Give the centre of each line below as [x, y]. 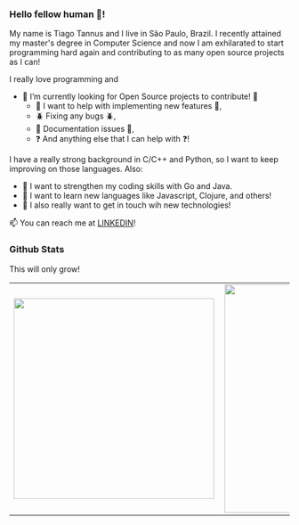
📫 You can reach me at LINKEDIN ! [73, 223]
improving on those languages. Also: [77, 169]
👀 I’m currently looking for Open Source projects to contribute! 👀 [140, 96]
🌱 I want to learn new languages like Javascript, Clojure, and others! [147, 196]
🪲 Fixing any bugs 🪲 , [76, 116]
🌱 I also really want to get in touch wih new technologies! [126, 205]
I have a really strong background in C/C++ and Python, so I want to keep [144, 160]
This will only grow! [44, 269]
